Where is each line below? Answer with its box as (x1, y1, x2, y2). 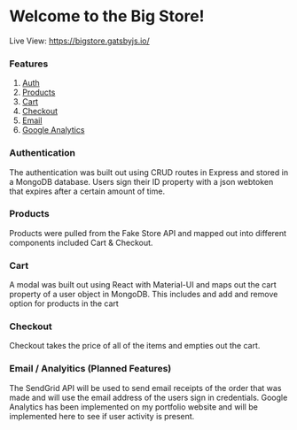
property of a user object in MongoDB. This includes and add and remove (9, 289, 278, 300)
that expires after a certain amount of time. (9, 186, 166, 196)
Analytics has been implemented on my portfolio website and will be (9, 401, 259, 412)
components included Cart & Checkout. (9, 237, 153, 248)
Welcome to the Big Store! (9, 6, 206, 27)
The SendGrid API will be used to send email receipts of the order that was (9, 382, 282, 393)
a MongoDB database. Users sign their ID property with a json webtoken (9, 176, 274, 187)
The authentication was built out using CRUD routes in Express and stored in (9, 166, 289, 178)
